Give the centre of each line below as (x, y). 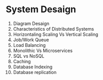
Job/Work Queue (31, 40)
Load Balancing (29, 45)
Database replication (35, 72)
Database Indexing (33, 67)
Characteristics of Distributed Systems (54, 29)
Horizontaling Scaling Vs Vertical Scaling (56, 34)
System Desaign (41, 9)
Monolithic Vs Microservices (43, 50)
